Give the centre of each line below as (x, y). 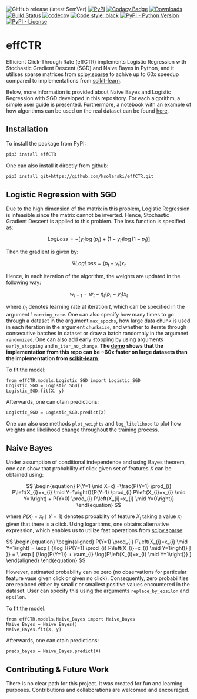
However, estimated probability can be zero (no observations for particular (96, 572)
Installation (27, 129)
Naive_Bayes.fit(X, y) (34, 630)
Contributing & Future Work (58, 669)
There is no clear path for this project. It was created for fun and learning (94, 683)
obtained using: (25, 475)
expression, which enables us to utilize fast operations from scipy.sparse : (95, 530)
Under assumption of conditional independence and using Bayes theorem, (96, 462)
